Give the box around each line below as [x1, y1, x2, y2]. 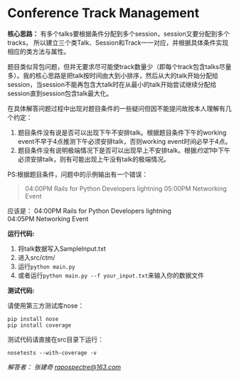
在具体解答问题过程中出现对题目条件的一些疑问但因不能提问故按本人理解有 [7, 104, 225, 112]
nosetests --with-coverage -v [7, 349, 97, 357]
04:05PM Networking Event [7, 214, 89, 223]
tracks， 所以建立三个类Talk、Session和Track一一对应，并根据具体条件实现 [7, 38, 229, 47]
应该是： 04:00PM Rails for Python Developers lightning [7, 206, 172, 215]
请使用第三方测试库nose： [7, 301, 85, 310]
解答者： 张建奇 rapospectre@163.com [7, 362, 122, 371]
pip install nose [7, 315, 59, 322]
